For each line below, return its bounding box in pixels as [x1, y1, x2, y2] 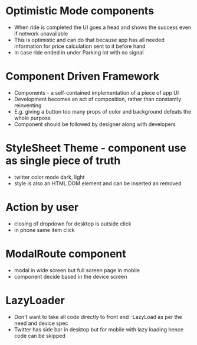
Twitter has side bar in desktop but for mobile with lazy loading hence [14, 325, 184, 333]
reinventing [14, 102, 42, 109]
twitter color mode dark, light [14, 173, 85, 180]
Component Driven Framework [5, 70, 160, 83]
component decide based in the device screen [14, 273, 127, 280]
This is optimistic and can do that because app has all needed [14, 36, 165, 43]
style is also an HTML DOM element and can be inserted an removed [14, 179, 182, 187]
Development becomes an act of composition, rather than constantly [14, 95, 182, 102]
